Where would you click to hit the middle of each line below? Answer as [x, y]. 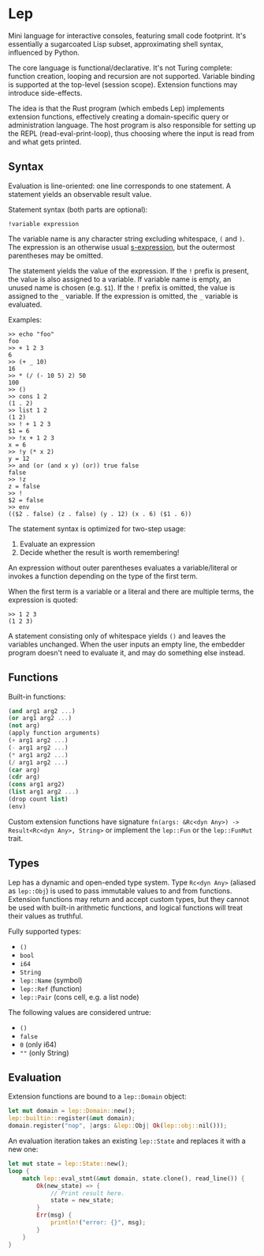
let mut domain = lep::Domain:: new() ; [72, 1111]
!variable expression [44, 224]
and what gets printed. [45, 141]
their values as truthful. [46, 916]
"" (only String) [44, 1053]
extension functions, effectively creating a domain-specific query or [119, 116]
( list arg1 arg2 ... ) [44, 792]
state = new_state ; [82, 1201]
